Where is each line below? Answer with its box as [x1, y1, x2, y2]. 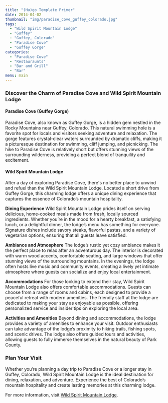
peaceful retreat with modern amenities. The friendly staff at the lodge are [5, 295, 159, 301]
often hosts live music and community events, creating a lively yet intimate [5, 263, 159, 270]
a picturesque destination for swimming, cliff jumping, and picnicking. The [5, 141, 158, 147]
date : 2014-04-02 [5, 12, 42, 17]
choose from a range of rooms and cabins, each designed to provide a [5, 289, 151, 295]
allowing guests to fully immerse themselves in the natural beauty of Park [5, 337, 157, 343]
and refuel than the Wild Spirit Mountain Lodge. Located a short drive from [5, 185, 159, 191]
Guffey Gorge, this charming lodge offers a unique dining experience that [5, 190, 156, 196]
